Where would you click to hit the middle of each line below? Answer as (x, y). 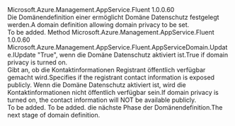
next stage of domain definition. (54, 115)
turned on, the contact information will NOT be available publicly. (102, 100)
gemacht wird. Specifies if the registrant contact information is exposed (111, 77)
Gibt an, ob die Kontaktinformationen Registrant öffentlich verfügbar (107, 70)
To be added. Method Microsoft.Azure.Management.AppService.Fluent (111, 32)
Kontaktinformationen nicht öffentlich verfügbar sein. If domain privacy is (113, 92)
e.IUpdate (22, 55)
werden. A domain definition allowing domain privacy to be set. (98, 25)
